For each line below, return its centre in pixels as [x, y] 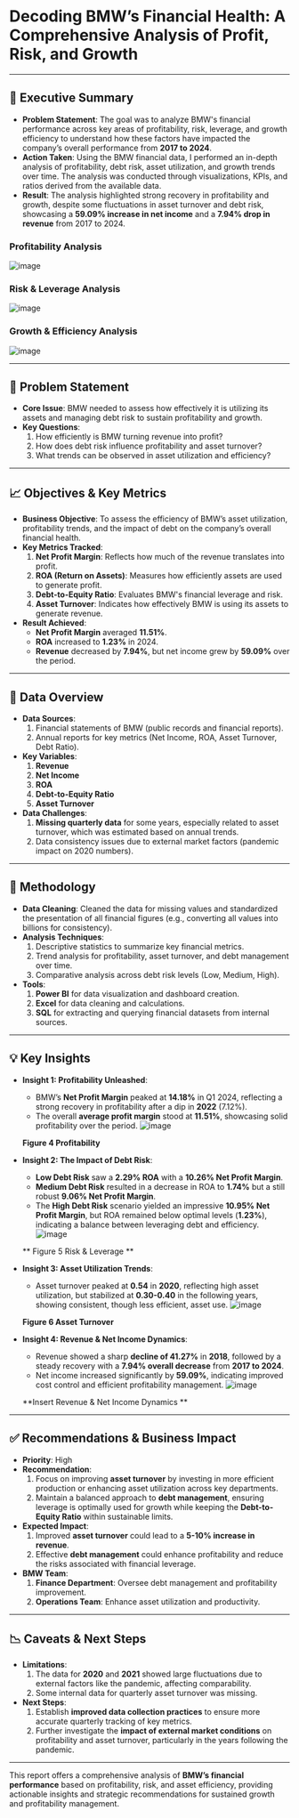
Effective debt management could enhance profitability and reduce [159, 1554]
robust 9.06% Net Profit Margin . [96, 1196]
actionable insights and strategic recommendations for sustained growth [142, 1794]
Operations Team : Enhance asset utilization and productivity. [148, 1601]
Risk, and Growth [74, 54]
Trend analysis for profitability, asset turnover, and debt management [162, 956]
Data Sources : [48, 719]
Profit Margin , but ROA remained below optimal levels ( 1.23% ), [151, 1215]
